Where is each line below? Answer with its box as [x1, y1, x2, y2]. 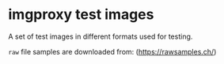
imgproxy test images [8, 6, 154, 24]
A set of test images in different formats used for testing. [8, 32, 193, 41]
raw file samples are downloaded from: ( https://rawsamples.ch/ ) [8, 47, 217, 56]
